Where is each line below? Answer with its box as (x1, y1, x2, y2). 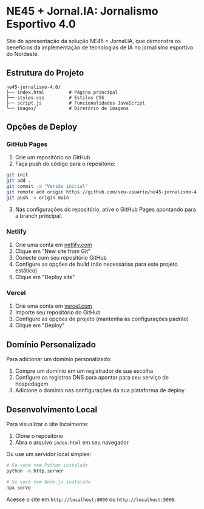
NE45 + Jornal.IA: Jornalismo (6, 4, 158, 18)
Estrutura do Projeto (6, 68, 84, 78)
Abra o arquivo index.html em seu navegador (15, 439, 129, 446)
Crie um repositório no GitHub (15, 154, 90, 161)
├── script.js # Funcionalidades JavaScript (6, 100, 146, 106)
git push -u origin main (6, 195, 69, 201)
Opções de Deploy (6, 122, 78, 132)
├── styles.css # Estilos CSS (6, 94, 104, 101)
